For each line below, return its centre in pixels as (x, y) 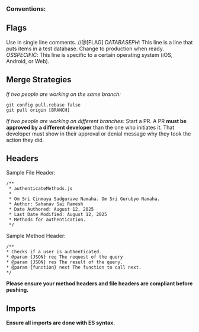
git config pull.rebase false (44, 105)
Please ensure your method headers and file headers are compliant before (99, 283)
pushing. (17, 290)
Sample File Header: (31, 173)
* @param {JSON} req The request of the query (65, 257)
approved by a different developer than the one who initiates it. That (90, 127)
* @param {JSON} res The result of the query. (65, 262)
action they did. (25, 140)
